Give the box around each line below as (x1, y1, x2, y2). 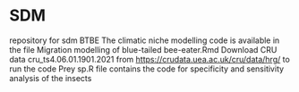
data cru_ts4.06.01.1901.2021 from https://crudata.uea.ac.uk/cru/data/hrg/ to (9, 54, 291, 64)
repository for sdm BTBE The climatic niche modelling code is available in (9, 35, 280, 46)
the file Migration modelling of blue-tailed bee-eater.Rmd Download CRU (9, 44, 278, 54)
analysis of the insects (9, 72, 92, 83)
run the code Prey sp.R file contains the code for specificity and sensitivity (9, 63, 285, 74)
